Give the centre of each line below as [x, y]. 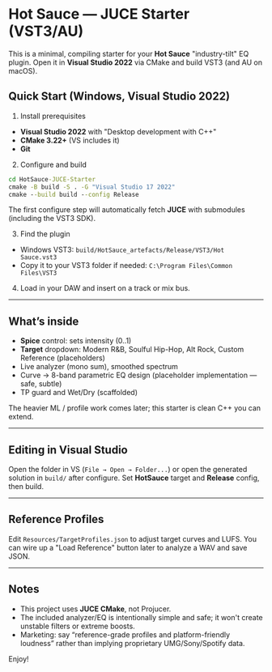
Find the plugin [45, 234]
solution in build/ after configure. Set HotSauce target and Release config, [134, 478]
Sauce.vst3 [38, 257]
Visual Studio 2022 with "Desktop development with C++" [118, 131]
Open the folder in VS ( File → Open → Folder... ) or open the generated [128, 469]
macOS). [23, 70]
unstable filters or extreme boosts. [77, 626]
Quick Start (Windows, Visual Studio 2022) [119, 97]
